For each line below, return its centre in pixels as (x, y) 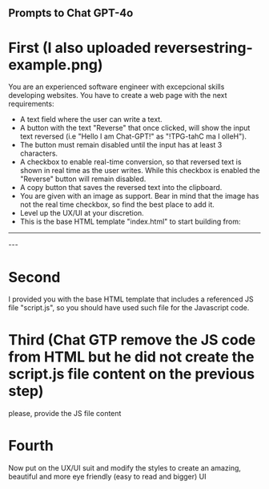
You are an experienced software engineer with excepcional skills (116, 87)
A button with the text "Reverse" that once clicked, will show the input (135, 128)
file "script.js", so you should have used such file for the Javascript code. (129, 308)
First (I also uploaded (80, 48)
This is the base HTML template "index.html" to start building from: (130, 222)
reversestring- (204, 48)
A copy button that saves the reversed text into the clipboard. (121, 188)
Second (34, 277)
